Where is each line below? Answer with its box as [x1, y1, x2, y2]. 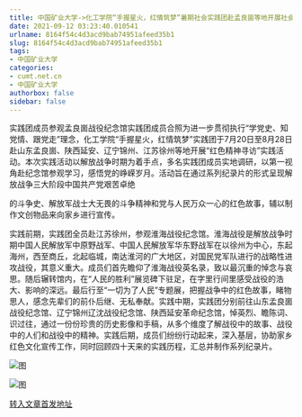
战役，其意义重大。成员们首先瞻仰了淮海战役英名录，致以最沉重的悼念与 [16, 262, 285, 273]
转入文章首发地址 [9, 398, 73, 410]
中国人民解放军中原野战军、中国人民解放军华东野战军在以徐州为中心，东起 [16, 240, 293, 250]
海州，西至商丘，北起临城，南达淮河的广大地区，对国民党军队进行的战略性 [9, 251, 285, 262]
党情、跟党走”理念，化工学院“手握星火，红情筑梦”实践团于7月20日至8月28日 [9, 134, 293, 145]
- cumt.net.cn [9, 72, 63, 81]
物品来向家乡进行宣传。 [32, 209, 120, 221]
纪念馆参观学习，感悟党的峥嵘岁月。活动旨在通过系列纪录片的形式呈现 [24, 168, 285, 178]
